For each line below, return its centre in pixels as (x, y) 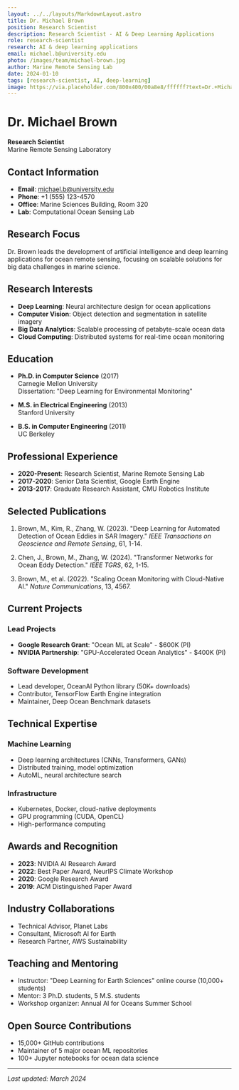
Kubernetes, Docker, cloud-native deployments (87, 809)
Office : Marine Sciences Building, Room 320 (83, 204)
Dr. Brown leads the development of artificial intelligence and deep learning (118, 251)
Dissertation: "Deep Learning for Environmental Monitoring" (105, 391)
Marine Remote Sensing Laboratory (59, 150)
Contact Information (53, 172)
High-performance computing (62, 824)
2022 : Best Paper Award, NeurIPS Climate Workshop (95, 871)
